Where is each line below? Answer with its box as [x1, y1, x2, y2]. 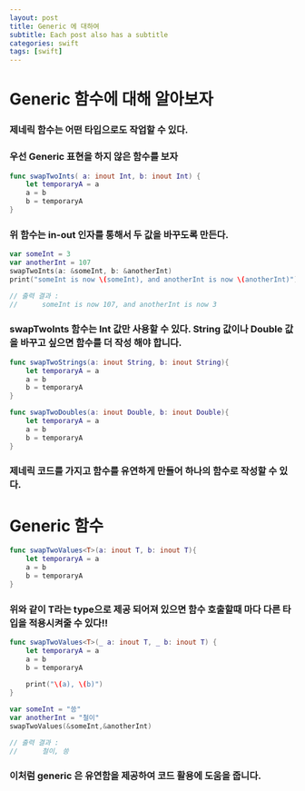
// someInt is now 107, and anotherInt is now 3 [9, 300, 218, 309]
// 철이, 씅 [9, 747, 70, 756]
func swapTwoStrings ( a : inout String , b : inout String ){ [9, 358, 230, 367]
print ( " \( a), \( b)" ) [25, 680, 103, 689]
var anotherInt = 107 [9, 258, 92, 268]
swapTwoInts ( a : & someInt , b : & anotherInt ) [9, 266, 172, 275]
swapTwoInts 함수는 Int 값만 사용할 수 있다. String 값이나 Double [9, 323, 283, 336]
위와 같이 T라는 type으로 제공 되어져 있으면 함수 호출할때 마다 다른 [9, 603, 281, 616]
